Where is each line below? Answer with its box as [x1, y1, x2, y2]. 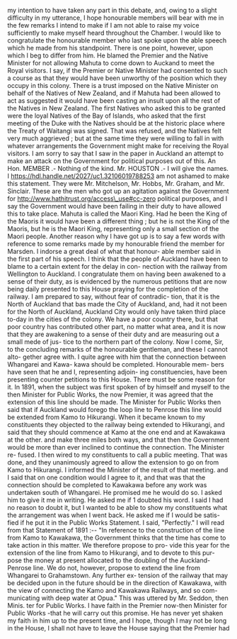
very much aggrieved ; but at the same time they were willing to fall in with [7, 134, 224, 143]
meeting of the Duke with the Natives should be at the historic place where [7, 119, 225, 127]
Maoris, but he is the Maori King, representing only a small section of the [7, 225, 219, 233]
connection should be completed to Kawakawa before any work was [7, 481, 207, 489]
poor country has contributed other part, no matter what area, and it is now [7, 323, 226, 330]
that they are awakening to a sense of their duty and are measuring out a [7, 330, 219, 338]
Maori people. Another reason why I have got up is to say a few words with [7, 232, 226, 240]
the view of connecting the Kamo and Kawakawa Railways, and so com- [7, 587, 218, 594]
